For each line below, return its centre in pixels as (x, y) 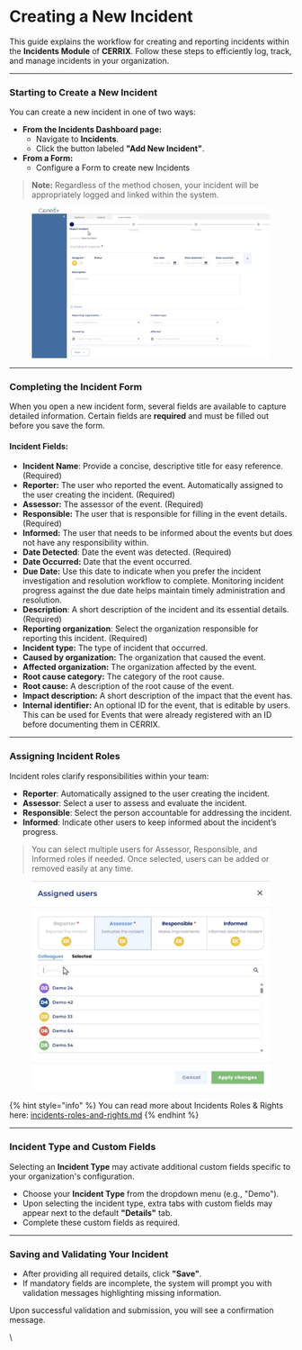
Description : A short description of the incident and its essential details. (155, 610)
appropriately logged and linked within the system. (125, 195)
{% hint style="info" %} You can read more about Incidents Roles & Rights (147, 1106)
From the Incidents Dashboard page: (92, 130)
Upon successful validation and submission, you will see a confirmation (142, 1310)
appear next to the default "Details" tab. (98, 1212)
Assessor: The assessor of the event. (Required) (113, 504)
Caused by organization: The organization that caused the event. (144, 657)
